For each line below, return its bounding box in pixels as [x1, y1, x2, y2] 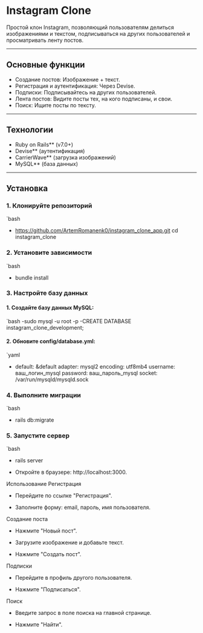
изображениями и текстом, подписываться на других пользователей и [6, 30, 190, 37]
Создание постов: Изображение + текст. [14, 76, 120, 83]
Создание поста [6, 516, 48, 523]
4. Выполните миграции [6, 391, 82, 399]
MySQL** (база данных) [14, 160, 79, 167]
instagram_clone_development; [6, 324, 84, 331]
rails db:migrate [14, 416, 54, 424]
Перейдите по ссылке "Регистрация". [14, 492, 113, 499]
